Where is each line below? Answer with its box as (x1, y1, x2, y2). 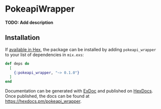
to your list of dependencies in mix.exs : (5, 52, 84, 57)
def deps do (5, 61, 29, 66)
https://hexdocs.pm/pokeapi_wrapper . (5, 98, 82, 104)
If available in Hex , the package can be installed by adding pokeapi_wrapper (5, 46, 156, 52)
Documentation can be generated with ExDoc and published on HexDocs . (5, 88, 153, 94)
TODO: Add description (5, 19, 54, 25)
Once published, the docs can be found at (5, 93, 90, 99)
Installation (5, 34, 40, 42)
